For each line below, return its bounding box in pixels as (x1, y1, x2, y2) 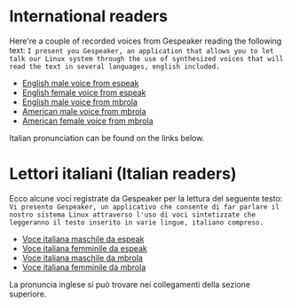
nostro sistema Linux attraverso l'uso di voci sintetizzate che (9, 210, 256, 219)
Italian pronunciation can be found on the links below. (9, 132, 205, 143)
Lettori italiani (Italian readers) (9, 164, 237, 184)
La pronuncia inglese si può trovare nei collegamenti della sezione (9, 279, 251, 289)
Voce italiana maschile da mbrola (21, 252, 144, 263)
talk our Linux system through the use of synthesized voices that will (9, 54, 284, 63)
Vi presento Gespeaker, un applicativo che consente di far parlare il (9, 202, 280, 211)
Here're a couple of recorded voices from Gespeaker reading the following (9, 36, 282, 46)
